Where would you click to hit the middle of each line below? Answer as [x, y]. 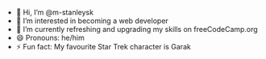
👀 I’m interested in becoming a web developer [92, 21]
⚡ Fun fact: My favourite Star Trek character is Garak [103, 47]
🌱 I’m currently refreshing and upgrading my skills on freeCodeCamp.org [137, 29]
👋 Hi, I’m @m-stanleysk [55, 12]
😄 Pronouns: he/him [50, 37]
